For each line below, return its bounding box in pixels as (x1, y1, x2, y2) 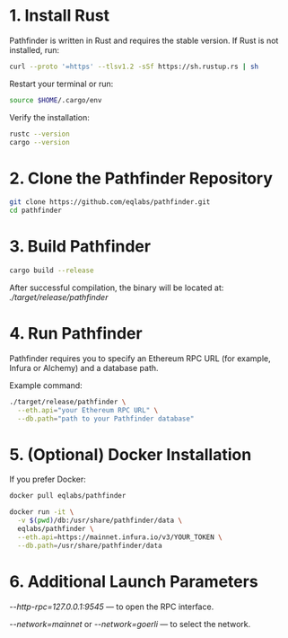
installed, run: (9, 44, 60, 55)
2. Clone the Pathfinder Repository (9, 168, 274, 189)
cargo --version (9, 137, 70, 146)
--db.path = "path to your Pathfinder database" (17, 414, 195, 423)
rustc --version (9, 129, 70, 138)
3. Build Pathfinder (9, 236, 151, 257)
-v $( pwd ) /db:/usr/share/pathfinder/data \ (17, 516, 182, 526)
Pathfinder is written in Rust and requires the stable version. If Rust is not (9, 35, 279, 46)
